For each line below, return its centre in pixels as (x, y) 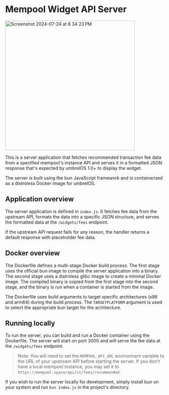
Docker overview (33, 253)
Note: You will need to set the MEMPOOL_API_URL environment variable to (91, 356)
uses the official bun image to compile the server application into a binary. (82, 271)
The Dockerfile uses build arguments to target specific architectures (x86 (81, 296)
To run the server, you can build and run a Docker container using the (77, 335)
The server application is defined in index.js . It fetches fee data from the (81, 211)
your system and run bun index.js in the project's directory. (68, 387)
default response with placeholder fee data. (50, 237)
